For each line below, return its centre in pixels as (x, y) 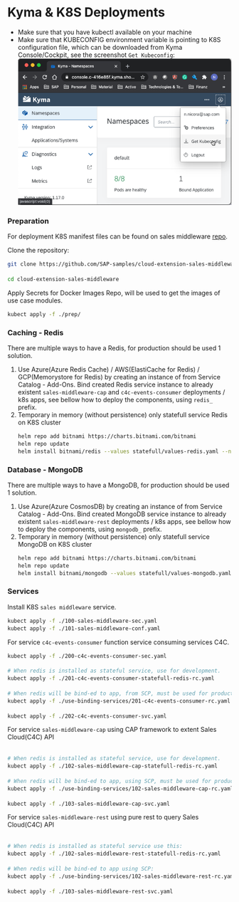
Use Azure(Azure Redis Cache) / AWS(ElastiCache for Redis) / (109, 369)
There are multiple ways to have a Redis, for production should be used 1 (114, 348)
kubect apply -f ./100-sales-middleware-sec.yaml (83, 621)
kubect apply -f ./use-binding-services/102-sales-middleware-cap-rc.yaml (121, 788)
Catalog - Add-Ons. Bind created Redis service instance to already (115, 384)
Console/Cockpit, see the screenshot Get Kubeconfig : (96, 55)
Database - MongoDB (45, 469)
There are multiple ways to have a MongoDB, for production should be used (118, 485)
